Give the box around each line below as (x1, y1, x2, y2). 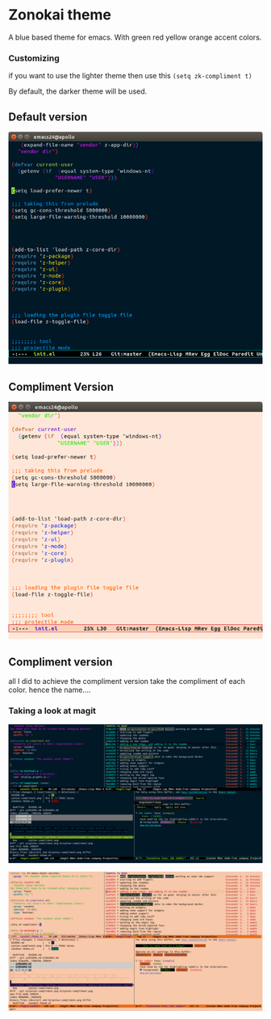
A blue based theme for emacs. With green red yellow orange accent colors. (8, 32, 262, 42)
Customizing (8, 52, 60, 64)
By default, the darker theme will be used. (8, 86, 148, 96)
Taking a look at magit (8, 705, 97, 716)
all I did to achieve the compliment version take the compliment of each (8, 677, 246, 686)
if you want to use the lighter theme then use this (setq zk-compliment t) (8, 71, 252, 81)
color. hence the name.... (8, 685, 91, 695)
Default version (8, 110, 88, 124)
